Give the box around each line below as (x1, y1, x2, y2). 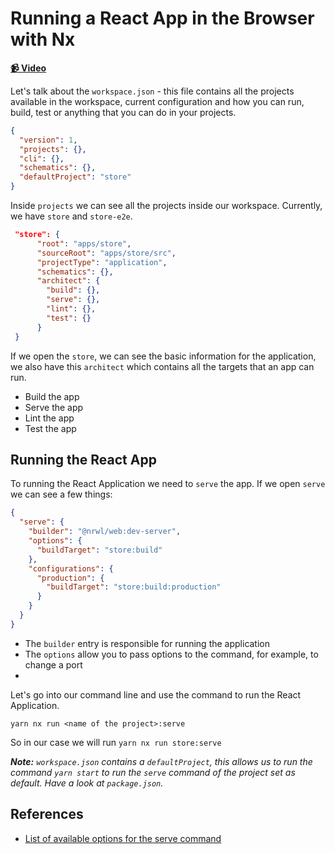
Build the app (24, 390, 80, 402)
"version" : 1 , (19, 135, 78, 145)
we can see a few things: (10, 488, 113, 501)
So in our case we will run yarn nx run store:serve (10, 736, 222, 748)
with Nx (10, 28, 76, 51)
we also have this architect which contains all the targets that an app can (10, 360, 315, 372)
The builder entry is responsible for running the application (24, 637, 271, 649)
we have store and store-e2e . (10, 210, 133, 222)
